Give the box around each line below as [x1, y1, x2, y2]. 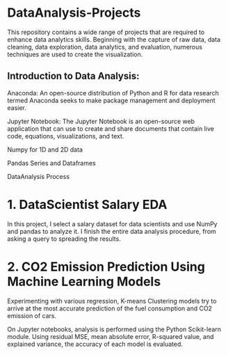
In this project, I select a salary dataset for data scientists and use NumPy [7, 219, 218, 228]
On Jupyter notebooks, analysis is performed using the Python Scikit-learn [7, 325, 221, 333]
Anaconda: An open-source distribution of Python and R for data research [7, 88, 219, 97]
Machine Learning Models [7, 274, 161, 290]
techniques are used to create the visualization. [7, 50, 143, 58]
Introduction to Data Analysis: [7, 70, 140, 82]
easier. [7, 103, 26, 112]
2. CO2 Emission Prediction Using [7, 259, 205, 274]
